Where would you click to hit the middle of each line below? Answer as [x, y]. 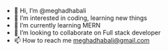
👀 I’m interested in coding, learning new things [81, 18]
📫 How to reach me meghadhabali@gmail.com [82, 40]
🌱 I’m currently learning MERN [57, 25]
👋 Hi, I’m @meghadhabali [50, 11]
